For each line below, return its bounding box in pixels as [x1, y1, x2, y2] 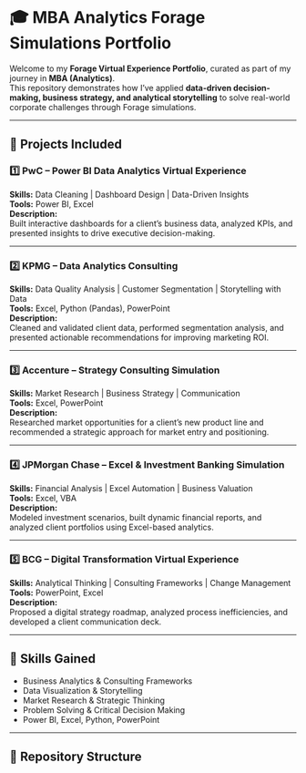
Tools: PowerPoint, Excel [9, 587, 104, 598]
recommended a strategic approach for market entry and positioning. [9, 427, 270, 438]
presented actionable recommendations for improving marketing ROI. [9, 332, 270, 343]
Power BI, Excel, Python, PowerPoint [22, 714, 160, 725]
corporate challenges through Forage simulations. [9, 101, 197, 112]
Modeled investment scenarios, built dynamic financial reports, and [9, 511, 262, 522]
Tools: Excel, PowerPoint [9, 397, 104, 408]
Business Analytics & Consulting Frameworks [22, 675, 193, 686]
